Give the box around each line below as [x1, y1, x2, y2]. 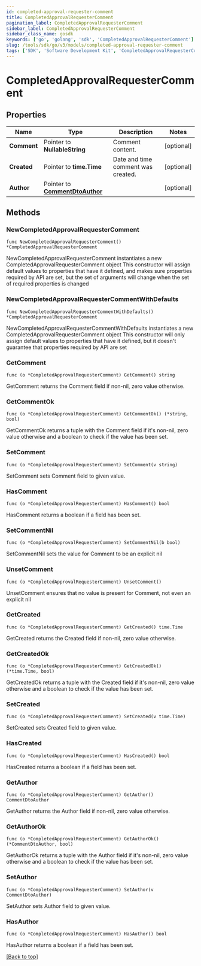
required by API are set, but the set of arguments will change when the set [6, 274, 190, 281]
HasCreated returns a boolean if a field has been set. [6, 763, 136, 770]
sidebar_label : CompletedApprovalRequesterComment [6, 25, 135, 32]
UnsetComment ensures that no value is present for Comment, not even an [6, 589, 191, 596]
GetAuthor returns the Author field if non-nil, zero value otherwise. [6, 807, 170, 815]
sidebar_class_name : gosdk [6, 31, 74, 37]
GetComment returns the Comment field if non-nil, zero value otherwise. [6, 382, 185, 390]
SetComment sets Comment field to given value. [6, 472, 126, 479]
